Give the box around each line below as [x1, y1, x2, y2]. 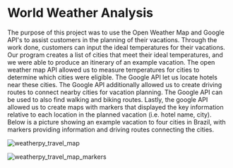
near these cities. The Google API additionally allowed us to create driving [7, 80, 222, 89]
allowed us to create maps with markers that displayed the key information [7, 103, 224, 111]
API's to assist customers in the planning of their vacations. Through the [7, 35, 217, 44]
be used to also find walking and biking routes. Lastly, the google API [7, 95, 208, 103]
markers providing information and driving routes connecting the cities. [7, 125, 214, 134]
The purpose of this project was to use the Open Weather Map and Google [7, 28, 225, 37]
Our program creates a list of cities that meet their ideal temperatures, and [7, 51, 224, 59]
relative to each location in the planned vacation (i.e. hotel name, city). [7, 110, 212, 119]
